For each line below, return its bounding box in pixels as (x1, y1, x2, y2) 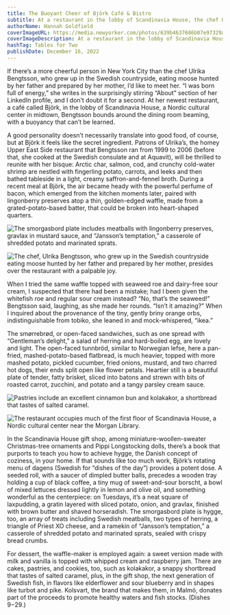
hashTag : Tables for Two (7, 42, 78, 49)
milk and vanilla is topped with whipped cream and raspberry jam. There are (7, 557, 222, 565)
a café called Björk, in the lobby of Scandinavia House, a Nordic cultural (7, 103, 210, 112)
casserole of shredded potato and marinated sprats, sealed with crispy (7, 529, 207, 537)
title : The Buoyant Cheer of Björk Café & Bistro (7, 10, 152, 17)
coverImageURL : (7, 29, 51, 36)
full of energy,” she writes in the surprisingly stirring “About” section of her (7, 88, 218, 96)
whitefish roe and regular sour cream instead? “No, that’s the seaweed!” (7, 294, 210, 302)
